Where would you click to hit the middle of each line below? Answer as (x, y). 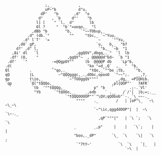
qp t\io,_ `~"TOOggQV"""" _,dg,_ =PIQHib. (77, 79)
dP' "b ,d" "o (65, 14)
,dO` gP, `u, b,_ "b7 (73, 44)
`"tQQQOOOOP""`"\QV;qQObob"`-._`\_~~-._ (107, 96)
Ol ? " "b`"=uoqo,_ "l (66, 27)
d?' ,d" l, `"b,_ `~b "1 (72, 49)
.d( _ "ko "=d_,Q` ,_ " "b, (72, 66)
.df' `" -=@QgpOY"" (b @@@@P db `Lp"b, (71, 62)
